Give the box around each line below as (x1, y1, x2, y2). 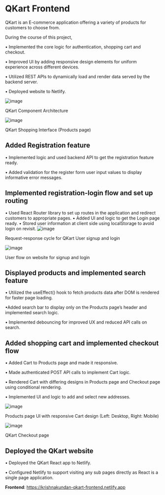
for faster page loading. (5, 295, 53, 301)
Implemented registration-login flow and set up (5, 189, 153, 197)
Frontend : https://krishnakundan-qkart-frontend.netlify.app (5, 484, 126, 490)
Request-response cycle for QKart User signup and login (5, 235, 120, 241)
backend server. (5, 79, 38, 85)
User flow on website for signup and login (5, 254, 90, 260)
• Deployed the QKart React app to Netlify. (5, 460, 92, 466)
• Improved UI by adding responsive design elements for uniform (5, 58, 137, 64)
